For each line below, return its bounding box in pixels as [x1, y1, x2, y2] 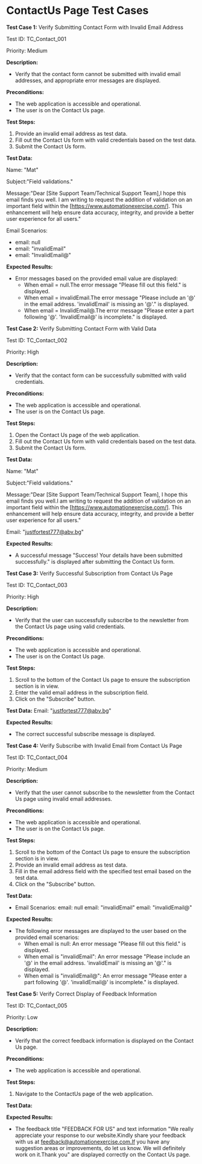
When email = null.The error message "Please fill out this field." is [24, 281, 187, 288]
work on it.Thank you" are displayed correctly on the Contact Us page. [14, 1151, 191, 1158]
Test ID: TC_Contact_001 [6, 35, 67, 42]
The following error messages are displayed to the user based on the [14, 927, 187, 934]
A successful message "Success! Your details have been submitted [14, 552, 183, 559]
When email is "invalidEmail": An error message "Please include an [24, 953, 191, 960]
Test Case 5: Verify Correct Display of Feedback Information [6, 990, 157, 997]
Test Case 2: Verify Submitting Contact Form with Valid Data [6, 325, 157, 332]
